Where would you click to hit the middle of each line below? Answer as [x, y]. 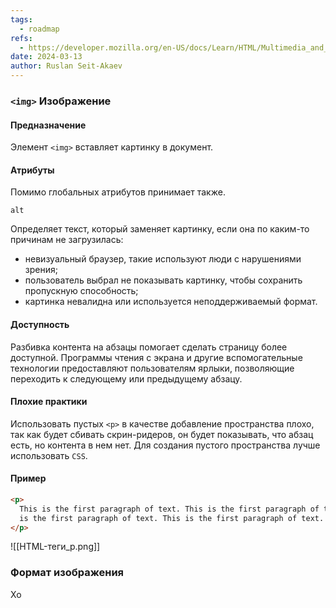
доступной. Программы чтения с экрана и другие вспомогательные [156, 357]
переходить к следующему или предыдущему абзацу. [126, 378]
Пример [28, 478]
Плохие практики [49, 402]
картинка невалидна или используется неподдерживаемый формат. [171, 302]
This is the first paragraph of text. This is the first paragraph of [169, 509]
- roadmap [39, 29]
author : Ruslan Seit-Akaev [66, 66]
